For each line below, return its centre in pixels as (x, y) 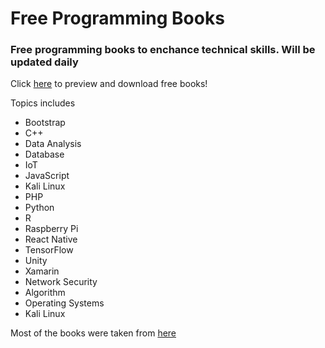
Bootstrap (45, 123)
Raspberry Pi (51, 229)
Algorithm (45, 293)
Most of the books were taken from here (93, 333)
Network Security (61, 282)
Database (44, 154)
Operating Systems (64, 303)
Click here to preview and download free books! (109, 84)
